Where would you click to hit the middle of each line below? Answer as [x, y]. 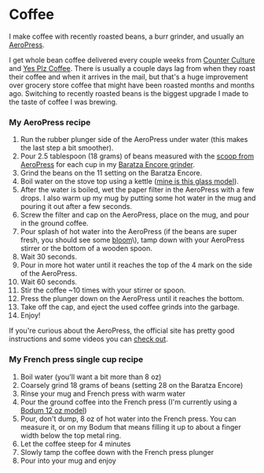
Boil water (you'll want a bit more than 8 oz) [91, 377]
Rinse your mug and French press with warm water [103, 393]
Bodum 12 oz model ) [53, 410]
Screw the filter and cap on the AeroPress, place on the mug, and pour [135, 215]
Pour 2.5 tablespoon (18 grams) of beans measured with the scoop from [137, 156]
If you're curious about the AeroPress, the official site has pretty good [122, 331]
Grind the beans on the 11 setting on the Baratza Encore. [111, 173]
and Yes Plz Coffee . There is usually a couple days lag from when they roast [132, 68]
